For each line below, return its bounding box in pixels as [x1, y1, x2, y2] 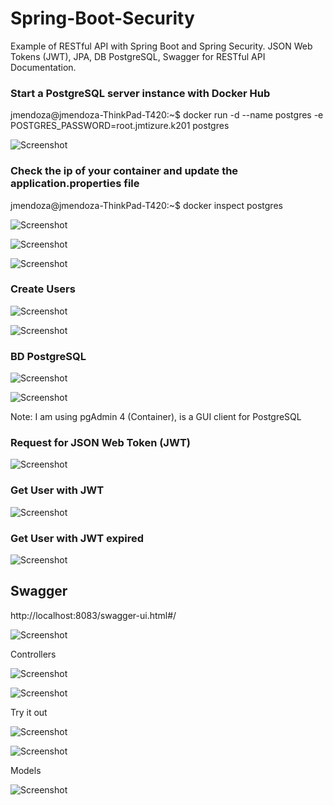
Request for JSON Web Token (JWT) [10, 436, 191, 450]
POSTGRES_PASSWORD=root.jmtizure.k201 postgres [10, 120, 230, 132]
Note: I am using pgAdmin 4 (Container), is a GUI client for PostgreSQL [10, 411, 302, 423]
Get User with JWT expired [10, 531, 145, 545]
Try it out [10, 706, 48, 718]
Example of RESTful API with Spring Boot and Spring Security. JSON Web [10, 40, 313, 52]
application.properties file [10, 177, 140, 191]
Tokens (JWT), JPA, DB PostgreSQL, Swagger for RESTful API [10, 50, 266, 62]
